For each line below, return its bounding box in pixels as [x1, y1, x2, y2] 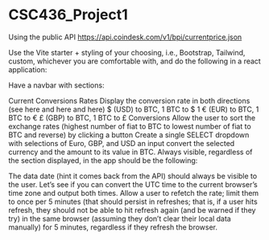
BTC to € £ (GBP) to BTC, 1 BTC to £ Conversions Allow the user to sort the [8, 112, 256, 122]
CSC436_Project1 [8, 6, 129, 24]
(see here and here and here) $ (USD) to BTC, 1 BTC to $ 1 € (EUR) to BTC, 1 [8, 104, 259, 114]
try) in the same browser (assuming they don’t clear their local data [8, 214, 231, 223]
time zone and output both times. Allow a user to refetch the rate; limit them [8, 188, 259, 197]
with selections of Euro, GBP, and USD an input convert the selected [8, 138, 235, 148]
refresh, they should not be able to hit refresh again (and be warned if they [8, 205, 256, 214]
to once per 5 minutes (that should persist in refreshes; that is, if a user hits [8, 197, 258, 206]
